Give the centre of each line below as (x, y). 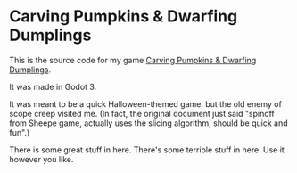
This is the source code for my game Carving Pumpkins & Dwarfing (133, 60)
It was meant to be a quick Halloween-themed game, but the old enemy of (146, 103)
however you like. (41, 159)
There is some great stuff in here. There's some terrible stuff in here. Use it (147, 150)
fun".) (20, 132)
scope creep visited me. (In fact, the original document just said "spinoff (142, 113)
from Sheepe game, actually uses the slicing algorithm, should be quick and (148, 123)
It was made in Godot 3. (53, 86)
